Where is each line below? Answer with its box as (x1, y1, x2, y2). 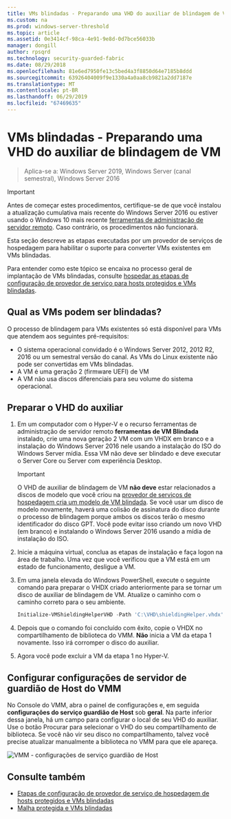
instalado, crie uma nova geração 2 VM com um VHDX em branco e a (16, 435, 214, 443)
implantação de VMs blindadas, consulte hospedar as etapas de (7, 272, 189, 280)
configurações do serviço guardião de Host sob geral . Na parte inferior (7, 708, 212, 717)
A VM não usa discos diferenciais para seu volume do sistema (16, 374, 194, 383)
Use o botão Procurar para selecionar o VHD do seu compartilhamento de (7, 723, 217, 731)
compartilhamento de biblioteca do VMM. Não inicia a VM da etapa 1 (16, 631, 212, 640)
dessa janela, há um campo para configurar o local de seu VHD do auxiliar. (7, 716, 219, 724)
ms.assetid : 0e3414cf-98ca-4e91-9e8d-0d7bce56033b (7, 36, 155, 43)
